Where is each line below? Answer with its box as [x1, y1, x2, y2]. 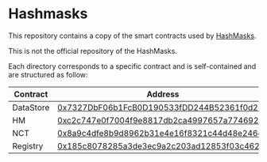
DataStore [12, 102, 50, 113]
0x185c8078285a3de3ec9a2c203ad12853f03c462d [56, 140, 265, 151]
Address [146, 89, 180, 100]
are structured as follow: [8, 70, 88, 79]
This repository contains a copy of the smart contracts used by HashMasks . [8, 31, 257, 40]
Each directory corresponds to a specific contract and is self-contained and [8, 61, 257, 71]
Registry [12, 140, 44, 151]
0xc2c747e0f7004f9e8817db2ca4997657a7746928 [56, 115, 265, 126]
